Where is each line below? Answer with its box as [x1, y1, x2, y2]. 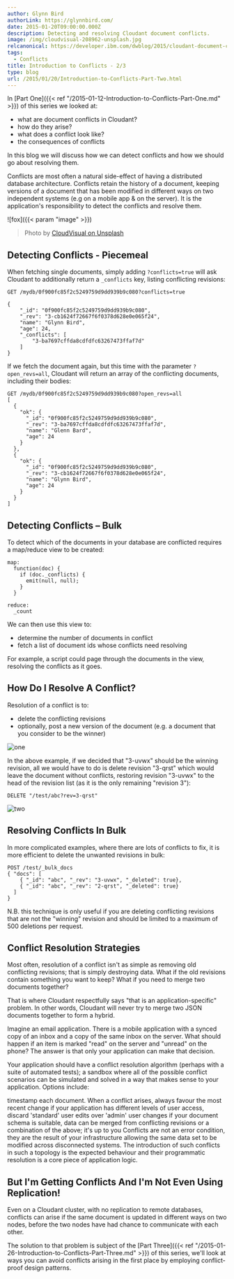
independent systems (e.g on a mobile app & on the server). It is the [7, 194, 202, 203]
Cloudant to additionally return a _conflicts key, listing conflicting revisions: [7, 275, 226, 284]
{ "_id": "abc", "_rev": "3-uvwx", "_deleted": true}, [19, 876, 182, 883]
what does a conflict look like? [17, 130, 104, 138]
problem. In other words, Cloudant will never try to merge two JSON [7, 1004, 203, 1012]
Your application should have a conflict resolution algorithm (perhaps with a [7, 1060, 224, 1069]
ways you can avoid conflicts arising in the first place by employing [7, 1256, 200, 1265]
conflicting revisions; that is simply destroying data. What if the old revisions [7, 968, 226, 976]
